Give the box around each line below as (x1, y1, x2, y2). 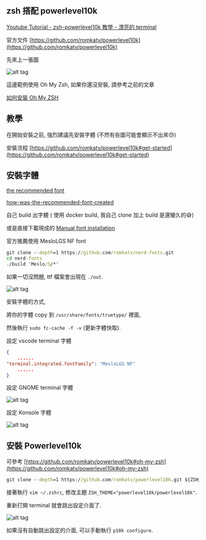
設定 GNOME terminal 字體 (6, 384, 74, 391)
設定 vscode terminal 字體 (6, 337, 72, 345)
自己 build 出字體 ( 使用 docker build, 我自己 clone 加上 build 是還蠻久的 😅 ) (6, 211, 194, 219)
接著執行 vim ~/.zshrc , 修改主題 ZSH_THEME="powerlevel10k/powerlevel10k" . (6, 488, 197, 496)
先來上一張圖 (6, 56, 39, 63)
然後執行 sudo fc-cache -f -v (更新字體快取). (6, 324, 121, 331)
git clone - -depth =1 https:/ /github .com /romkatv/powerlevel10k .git (6, 477, 183, 483)
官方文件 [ (6, 36, 32, 44)
